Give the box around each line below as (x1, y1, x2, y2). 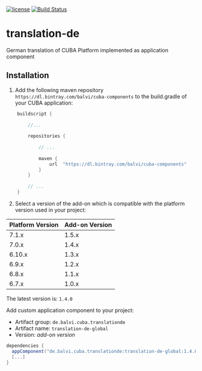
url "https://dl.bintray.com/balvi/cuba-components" (49, 161, 187, 167)
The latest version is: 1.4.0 (6, 295, 73, 302)
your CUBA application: (14, 99, 73, 106)
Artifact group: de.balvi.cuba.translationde (14, 318, 126, 325)
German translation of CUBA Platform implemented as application (6, 46, 169, 54)
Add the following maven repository (14, 86, 104, 93)
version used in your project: (14, 206, 86, 213)
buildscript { (17, 111, 52, 117)
